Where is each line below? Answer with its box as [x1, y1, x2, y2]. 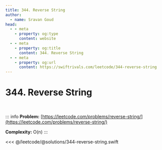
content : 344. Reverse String [18, 50, 84, 55]
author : [5, 12, 22, 17]
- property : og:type [14, 31, 58, 36]
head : [5, 22, 17, 27]
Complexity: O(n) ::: [5, 129, 48, 135]
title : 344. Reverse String [5, 7, 66, 13]
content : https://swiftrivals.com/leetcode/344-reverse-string [18, 65, 157, 70]
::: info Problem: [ [5, 114, 43, 120]
